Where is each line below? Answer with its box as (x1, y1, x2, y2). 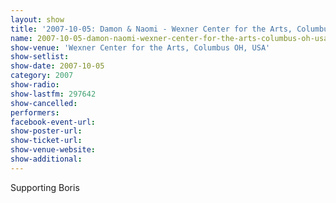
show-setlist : (10, 52, 70, 62)
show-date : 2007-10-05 (10, 61, 105, 71)
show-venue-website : (10, 145, 97, 155)
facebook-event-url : (10, 117, 97, 127)
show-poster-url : (10, 126, 83, 136)
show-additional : (10, 154, 83, 164)
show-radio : (10, 80, 60, 90)
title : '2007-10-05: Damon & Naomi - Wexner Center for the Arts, (10, 24, 293, 34)
